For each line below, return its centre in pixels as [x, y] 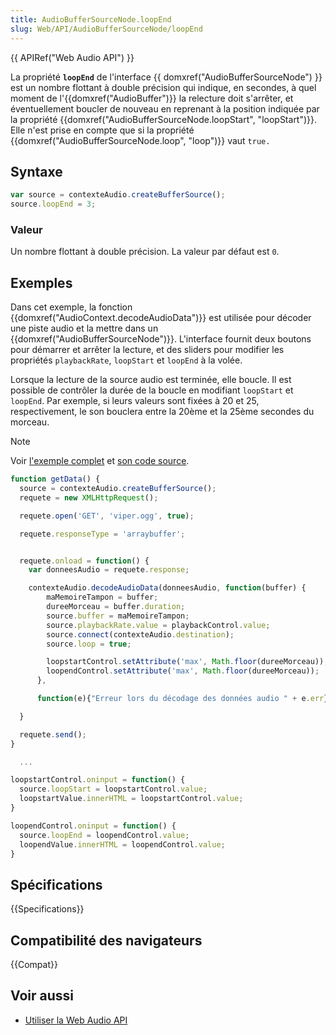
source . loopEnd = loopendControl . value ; [104, 835]
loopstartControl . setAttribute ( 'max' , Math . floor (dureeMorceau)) [185, 662]
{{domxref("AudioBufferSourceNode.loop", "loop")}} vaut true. [140, 140]
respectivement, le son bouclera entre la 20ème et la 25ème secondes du [162, 412]
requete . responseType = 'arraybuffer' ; [102, 534]
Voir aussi [42, 996]
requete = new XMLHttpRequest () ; [89, 497]
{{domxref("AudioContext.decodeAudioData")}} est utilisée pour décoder [161, 318]
